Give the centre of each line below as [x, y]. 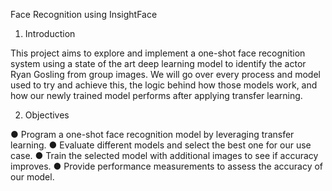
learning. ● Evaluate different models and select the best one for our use [161, 145]
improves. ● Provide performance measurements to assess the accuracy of [167, 166]
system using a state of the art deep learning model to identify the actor [158, 63]
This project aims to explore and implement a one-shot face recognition [158, 53]
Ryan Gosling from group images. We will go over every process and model [165, 74]
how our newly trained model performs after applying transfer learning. [156, 95]
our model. [32, 177]
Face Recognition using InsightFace [84, 14]
